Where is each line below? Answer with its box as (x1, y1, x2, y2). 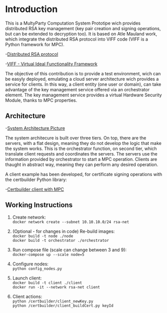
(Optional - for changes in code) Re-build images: (12, 228, 115, 234)
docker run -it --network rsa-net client (12, 284, 100, 289)
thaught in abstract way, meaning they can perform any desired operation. (5, 162, 158, 168)
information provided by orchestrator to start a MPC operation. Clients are (5, 156, 157, 162)
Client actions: (12, 293, 42, 299)
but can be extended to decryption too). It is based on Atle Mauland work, (5, 31, 157, 37)
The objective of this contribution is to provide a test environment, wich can (5, 70, 161, 76)
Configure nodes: (12, 261, 49, 267)
